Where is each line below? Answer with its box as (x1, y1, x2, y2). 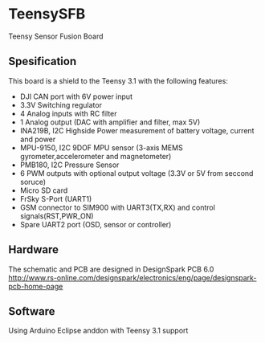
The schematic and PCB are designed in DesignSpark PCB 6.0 (8, 264, 214, 274)
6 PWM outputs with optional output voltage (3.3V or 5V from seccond (19, 168, 254, 178)
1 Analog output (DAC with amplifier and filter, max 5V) (19, 117, 201, 127)
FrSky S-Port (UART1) (19, 194, 92, 203)
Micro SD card (19, 186, 68, 195)
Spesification (8, 55, 77, 68)
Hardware (8, 243, 59, 257)
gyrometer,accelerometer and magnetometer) (19, 151, 172, 161)
